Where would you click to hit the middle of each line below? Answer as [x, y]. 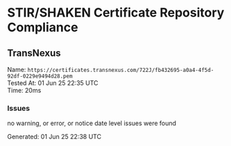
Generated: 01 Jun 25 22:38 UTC [54, 137]
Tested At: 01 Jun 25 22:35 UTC [53, 83]
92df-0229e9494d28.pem [40, 76]
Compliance [43, 27]
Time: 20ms [24, 90]
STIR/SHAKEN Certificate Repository [116, 13]
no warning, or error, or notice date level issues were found [92, 123]
